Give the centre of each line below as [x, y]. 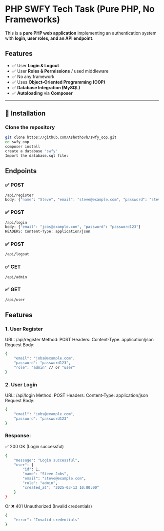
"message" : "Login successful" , [47, 460]
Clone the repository [30, 127]
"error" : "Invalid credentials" [47, 520]
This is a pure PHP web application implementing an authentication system [81, 33]
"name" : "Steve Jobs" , [46, 474]
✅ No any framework [33, 76]
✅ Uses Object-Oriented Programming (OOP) [59, 82]
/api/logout [17, 254]
